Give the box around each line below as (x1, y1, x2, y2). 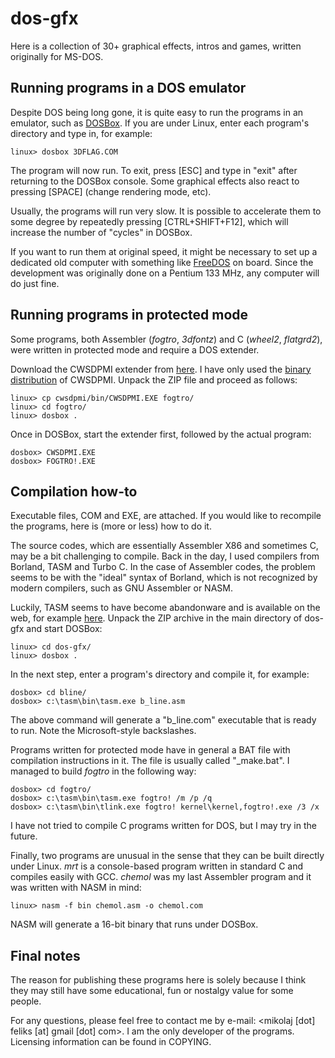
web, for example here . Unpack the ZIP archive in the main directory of (10, 612, 303, 624)
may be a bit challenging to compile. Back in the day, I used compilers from (10, 550, 320, 562)
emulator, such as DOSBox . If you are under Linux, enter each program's (10, 117, 310, 129)
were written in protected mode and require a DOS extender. (10, 343, 260, 356)
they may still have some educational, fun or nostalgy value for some (10, 985, 294, 997)
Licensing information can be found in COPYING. (10, 1036, 212, 1048)
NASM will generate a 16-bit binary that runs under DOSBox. (10, 918, 259, 931)
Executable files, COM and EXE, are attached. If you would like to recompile (10, 510, 322, 522)
